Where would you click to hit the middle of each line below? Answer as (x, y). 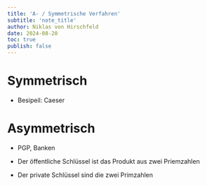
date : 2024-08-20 (33, 33)
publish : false (29, 46)
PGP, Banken (36, 148)
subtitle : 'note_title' (42, 20)
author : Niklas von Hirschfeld (53, 27)
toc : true (22, 40)
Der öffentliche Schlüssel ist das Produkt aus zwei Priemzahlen (108, 161)
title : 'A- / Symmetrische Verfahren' (64, 14)
